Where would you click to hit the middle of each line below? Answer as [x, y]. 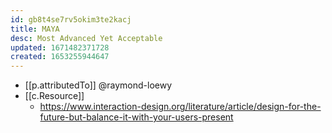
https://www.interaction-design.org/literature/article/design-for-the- [180, 107]
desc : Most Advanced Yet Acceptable [86, 38]
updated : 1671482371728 [60, 47]
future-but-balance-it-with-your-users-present [136, 117]
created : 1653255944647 [60, 57]
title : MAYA [35, 29]
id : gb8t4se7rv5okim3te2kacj [71, 19]
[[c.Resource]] [54, 96]
